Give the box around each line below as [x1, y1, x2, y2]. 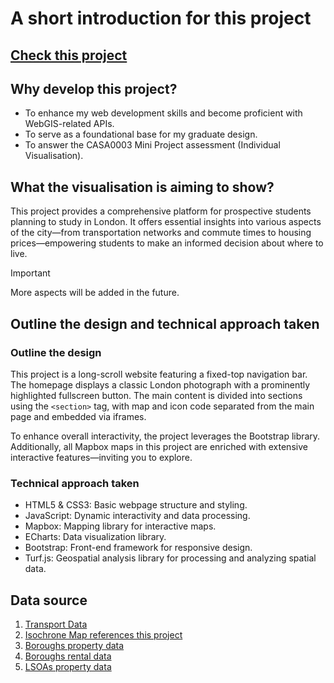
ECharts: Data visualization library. [24, 531, 167, 543]
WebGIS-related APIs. [24, 118, 115, 130]
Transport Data [24, 618, 88, 630]
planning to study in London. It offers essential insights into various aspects [10, 216, 322, 228]
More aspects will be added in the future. [10, 287, 180, 299]
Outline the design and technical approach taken [10, 315, 320, 332]
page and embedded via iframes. [10, 410, 147, 422]
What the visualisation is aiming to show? [10, 178, 275, 196]
